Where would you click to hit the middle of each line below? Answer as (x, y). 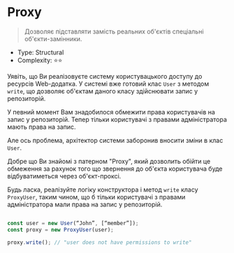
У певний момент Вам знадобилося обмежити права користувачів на (111, 112)
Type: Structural (41, 52)
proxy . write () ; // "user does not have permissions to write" (100, 242)
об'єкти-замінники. (53, 38)
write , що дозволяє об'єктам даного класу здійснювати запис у (103, 91)
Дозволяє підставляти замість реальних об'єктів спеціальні (114, 31)
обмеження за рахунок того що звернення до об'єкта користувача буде (115, 169)
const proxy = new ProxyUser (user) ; (60, 230)
